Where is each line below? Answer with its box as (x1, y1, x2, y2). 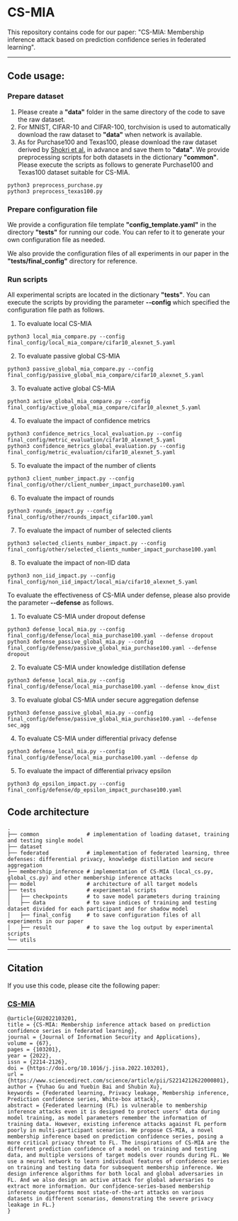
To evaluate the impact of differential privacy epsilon (17, 767, 171, 775)
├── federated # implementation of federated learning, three (7, 850, 230, 857)
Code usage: (7, 70, 65, 82)
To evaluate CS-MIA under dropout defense (17, 612, 146, 621)
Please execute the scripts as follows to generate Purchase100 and (17, 160, 214, 169)
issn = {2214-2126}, (7, 1058, 69, 1066)
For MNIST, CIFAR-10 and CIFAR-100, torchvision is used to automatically (17, 122, 231, 131)
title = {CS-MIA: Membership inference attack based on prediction (7, 1022, 211, 1029)
